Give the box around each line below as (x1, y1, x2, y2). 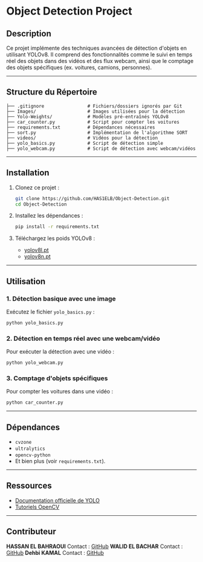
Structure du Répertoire (6, 87, 98, 98)
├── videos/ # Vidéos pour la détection (6, 135, 158, 141)
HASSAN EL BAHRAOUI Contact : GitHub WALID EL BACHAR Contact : (6, 543, 183, 550)
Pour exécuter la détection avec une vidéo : (6, 348, 115, 355)
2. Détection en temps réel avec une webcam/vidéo (6, 334, 160, 343)
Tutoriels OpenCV (14, 503, 60, 510)
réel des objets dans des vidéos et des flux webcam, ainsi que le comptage (6, 58, 194, 64)
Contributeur (6, 526, 56, 537)
